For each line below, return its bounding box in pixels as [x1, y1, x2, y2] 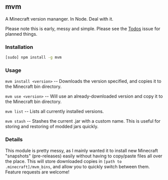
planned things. [5, 31, 38, 37]
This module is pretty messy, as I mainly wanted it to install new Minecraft [5, 147, 158, 153]
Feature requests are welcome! [5, 169, 69, 175]
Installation [5, 43, 34, 50]
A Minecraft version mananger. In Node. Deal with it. [5, 16, 114, 22]
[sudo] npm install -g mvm [5, 55, 62, 60]
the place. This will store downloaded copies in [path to [5, 158, 122, 164]
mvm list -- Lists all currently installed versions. [5, 109, 104, 115]
